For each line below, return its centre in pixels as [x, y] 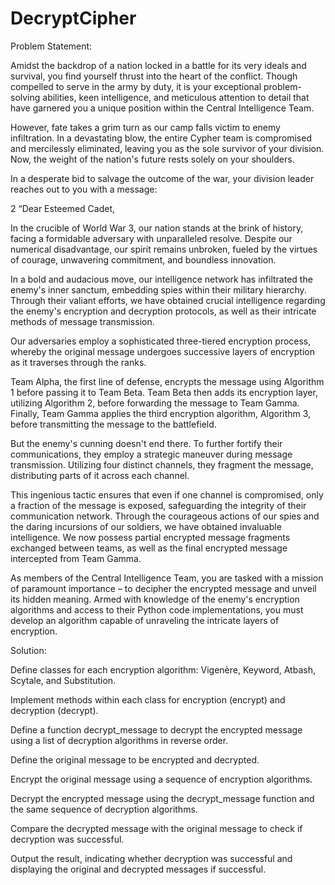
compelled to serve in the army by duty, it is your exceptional [136, 86]
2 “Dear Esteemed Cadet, [63, 208]
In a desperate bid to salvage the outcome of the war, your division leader [162, 178]
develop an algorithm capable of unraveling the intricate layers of [145, 620]
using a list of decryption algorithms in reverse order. [119, 740]
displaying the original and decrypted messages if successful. [138, 869]
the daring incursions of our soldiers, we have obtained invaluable [146, 526]
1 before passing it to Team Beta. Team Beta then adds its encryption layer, [164, 392]
